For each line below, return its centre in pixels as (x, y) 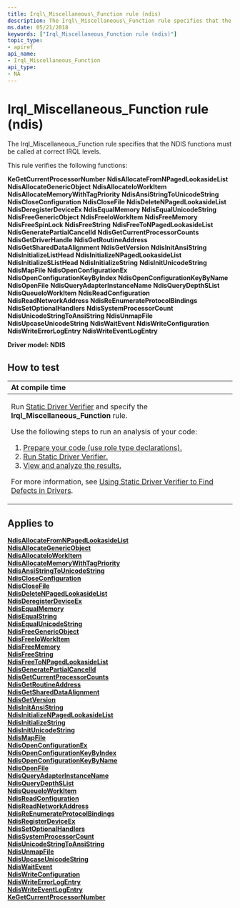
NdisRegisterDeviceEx (41, 822)
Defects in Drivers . (42, 491)
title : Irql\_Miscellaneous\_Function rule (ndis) (84, 14)
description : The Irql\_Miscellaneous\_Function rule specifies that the (120, 21)
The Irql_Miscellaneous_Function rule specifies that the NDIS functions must (120, 144)
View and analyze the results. (72, 466)
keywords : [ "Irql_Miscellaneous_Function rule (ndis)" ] (92, 34)
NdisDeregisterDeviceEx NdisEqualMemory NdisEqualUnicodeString (112, 210)
